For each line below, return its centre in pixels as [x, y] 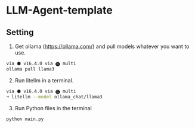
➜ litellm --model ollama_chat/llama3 [54, 97]
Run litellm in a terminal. [44, 80]
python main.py [25, 119]
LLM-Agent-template [60, 10]
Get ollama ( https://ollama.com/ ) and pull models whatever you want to [102, 46]
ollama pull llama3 [30, 69]
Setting [20, 32]
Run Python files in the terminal [53, 108]
